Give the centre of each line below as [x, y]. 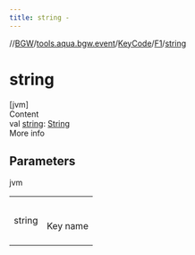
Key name [68, 226]
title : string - [39, 18]
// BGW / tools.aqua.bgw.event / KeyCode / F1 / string [98, 43]
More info [27, 133]
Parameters [42, 161]
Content [24, 114]
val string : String [39, 123]
